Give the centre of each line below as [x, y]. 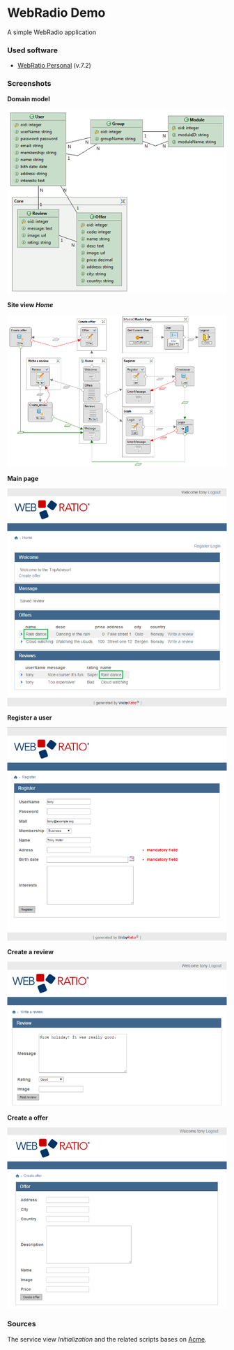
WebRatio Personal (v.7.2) [54, 66]
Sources [22, 1324]
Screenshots [29, 84]
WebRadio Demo [56, 13]
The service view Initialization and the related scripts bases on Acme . [107, 1339]
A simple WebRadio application [52, 32]
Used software [32, 50]
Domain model [29, 98]
